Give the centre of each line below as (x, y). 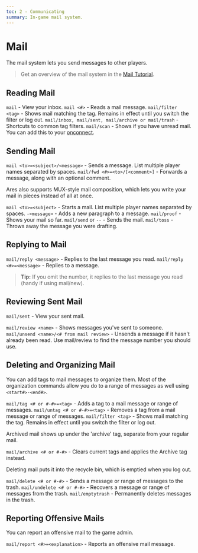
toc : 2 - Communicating (35, 12)
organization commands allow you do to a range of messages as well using (98, 385)
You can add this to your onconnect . (50, 132)
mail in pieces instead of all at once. (50, 196)
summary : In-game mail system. (45, 17)
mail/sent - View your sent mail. (45, 316)
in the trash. (21, 500)
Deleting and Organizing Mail (61, 365)
